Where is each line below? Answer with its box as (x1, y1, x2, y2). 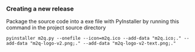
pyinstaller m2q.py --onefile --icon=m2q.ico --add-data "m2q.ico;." (6, 36, 182, 41)
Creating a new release (6, 5, 74, 13)
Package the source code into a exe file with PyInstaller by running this (6, 18, 180, 25)
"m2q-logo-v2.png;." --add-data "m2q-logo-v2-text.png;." (30, 40, 177, 47)
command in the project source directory (6, 24, 106, 31)
